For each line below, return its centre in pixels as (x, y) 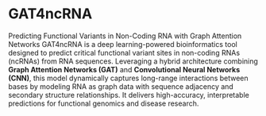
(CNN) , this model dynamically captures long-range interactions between (128, 78)
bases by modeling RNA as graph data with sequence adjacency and (121, 86)
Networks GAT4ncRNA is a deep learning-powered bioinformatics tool (123, 44)
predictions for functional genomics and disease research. (104, 103)
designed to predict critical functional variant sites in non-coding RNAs (124, 52)
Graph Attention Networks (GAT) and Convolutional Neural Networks (124, 69)
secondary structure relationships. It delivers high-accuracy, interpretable (129, 95)
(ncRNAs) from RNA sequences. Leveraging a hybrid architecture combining (133, 61)
